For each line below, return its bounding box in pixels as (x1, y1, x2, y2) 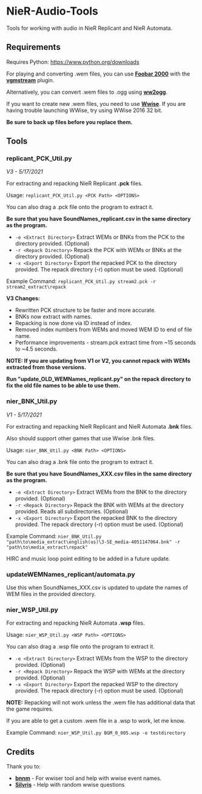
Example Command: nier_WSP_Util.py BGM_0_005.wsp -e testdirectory (6, 729, 186, 736)
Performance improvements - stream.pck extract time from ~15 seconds (15, 339, 196, 346)
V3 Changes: (6, 295, 41, 302)
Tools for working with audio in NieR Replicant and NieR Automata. (6, 24, 173, 32)
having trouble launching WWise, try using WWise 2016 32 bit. (6, 107, 163, 114)
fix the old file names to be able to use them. (6, 382, 120, 389)
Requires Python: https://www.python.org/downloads (6, 58, 140, 65)
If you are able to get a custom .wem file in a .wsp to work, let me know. (6, 717, 186, 725)
